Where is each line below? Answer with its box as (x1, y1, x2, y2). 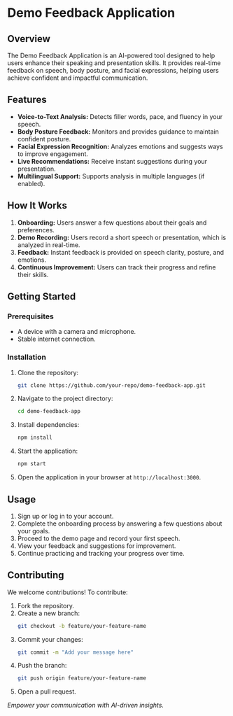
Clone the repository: (17, 368, 79, 377)
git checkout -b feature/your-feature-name (17, 622, 147, 629)
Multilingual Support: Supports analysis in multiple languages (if (17, 171, 205, 180)
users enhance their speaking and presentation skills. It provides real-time (7, 59, 221, 67)
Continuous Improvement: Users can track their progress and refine (17, 262, 216, 271)
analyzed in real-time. (17, 240, 80, 249)
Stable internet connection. (17, 335, 96, 344)
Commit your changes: (17, 635, 83, 643)
